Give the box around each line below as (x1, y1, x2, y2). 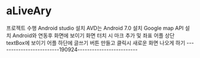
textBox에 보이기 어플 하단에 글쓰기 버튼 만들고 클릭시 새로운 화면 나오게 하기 (6, 39, 186, 46)
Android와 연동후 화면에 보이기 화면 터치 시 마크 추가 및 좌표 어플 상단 (12, 31, 175, 39)
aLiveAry (6, 4, 52, 18)
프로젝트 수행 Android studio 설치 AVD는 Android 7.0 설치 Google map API (6, 24, 184, 31)
